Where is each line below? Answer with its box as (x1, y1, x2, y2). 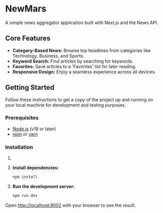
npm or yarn (12, 131, 38, 137)
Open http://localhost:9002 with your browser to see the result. (5, 202, 136, 208)
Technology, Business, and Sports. (12, 53, 84, 59)
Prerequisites (5, 114, 39, 121)
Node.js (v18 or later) (12, 126, 56, 132)
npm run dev (12, 193, 38, 198)
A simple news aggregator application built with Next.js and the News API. (5, 20, 158, 26)
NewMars (5, 3, 47, 15)
